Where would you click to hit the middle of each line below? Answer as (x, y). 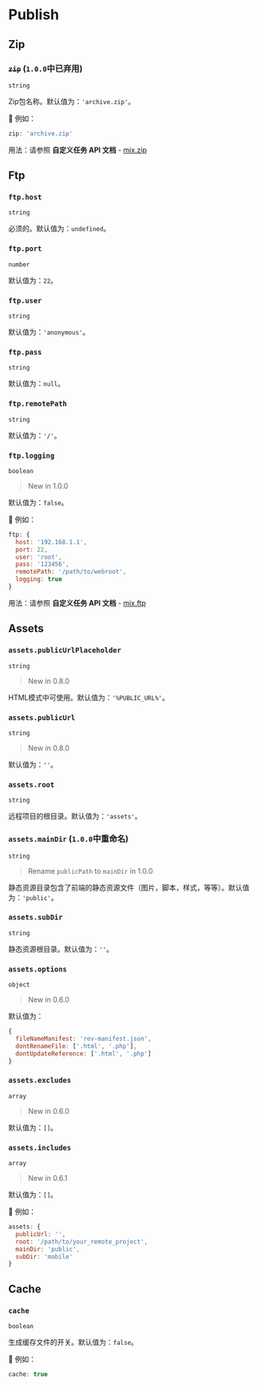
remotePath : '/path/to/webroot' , (71, 572)
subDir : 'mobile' (44, 1257)
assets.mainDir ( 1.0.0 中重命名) (69, 839)
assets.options (38, 969)
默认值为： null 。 (37, 384)
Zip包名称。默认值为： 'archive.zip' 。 (72, 101)
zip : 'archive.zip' (41, 134)
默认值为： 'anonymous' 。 (49, 332)
